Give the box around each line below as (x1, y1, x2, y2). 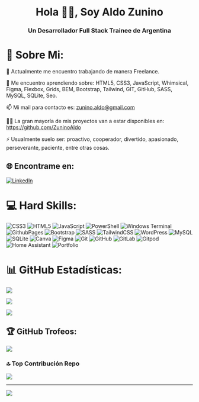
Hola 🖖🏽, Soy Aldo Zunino (35, 5, 164, 19)
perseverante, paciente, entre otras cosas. (6, 144, 110, 152)
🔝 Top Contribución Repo (6, 359, 80, 368)
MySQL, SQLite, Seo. (6, 92, 57, 99)
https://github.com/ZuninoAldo (6, 124, 81, 131)
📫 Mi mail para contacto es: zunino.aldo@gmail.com (6, 104, 135, 111)
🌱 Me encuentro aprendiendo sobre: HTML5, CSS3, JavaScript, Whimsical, (6, 79, 189, 86)
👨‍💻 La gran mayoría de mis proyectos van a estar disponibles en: (6, 118, 165, 125)
